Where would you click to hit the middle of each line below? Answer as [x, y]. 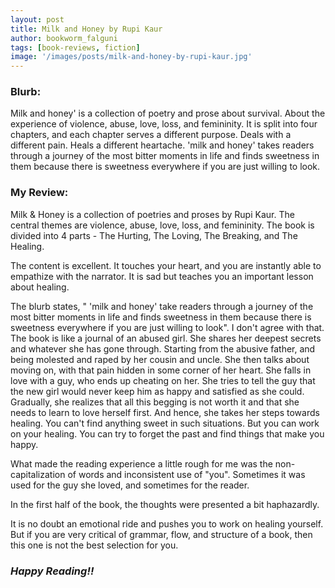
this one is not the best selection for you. [94, 545]
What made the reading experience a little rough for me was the [141, 463]
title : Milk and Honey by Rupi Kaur [86, 29]
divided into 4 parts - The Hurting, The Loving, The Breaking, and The [154, 235]
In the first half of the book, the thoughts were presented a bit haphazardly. [165, 504]
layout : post [37, 19]
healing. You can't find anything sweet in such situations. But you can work [165, 423]
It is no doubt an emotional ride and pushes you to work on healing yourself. [167, 523]
